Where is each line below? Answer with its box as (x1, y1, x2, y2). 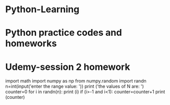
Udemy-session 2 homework (5, 61, 130, 72)
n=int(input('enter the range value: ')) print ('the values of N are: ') (5, 83, 144, 90)
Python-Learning (5, 4, 80, 15)
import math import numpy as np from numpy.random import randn (5, 78, 147, 84)
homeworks (5, 38, 57, 49)
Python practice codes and (5, 27, 123, 39)
